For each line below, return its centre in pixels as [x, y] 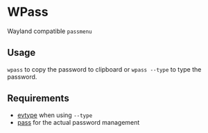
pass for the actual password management [78, 122]
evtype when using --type [55, 115]
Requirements [38, 98]
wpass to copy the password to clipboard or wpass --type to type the [104, 69]
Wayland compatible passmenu [50, 31]
